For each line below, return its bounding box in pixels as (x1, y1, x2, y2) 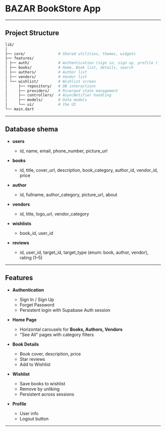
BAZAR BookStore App (5, 3, 101, 14)
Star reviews (19, 356, 45, 362)
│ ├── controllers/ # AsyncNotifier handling (5, 93, 112, 98)
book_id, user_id (19, 230, 53, 236)
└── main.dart (5, 107, 35, 112)
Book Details (12, 341, 39, 347)
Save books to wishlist (19, 380, 66, 386)
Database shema (5, 125, 58, 134)
